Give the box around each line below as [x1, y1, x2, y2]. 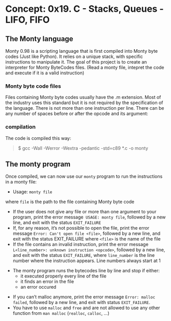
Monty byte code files [5, 83, 62, 90]
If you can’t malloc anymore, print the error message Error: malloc [12, 294, 156, 300]
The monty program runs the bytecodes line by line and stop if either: [12, 268, 160, 274]
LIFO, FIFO [5, 14, 50, 26]
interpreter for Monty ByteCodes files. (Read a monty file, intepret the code [5, 65, 164, 70]
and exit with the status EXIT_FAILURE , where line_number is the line [12, 252, 155, 258]
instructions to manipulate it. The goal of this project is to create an [5, 59, 147, 65]
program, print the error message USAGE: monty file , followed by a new [12, 214, 166, 220]
